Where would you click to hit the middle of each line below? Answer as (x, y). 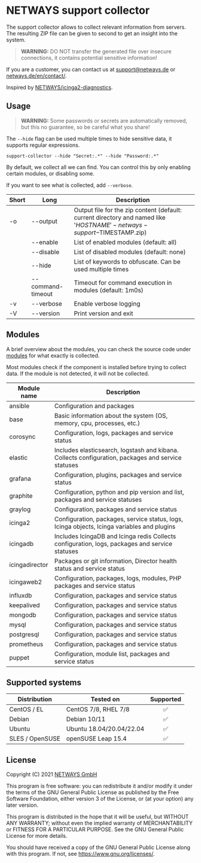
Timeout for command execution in (123, 282)
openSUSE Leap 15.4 (96, 739)
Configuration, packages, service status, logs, (119, 519)
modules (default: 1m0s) (109, 290)
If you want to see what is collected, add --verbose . (70, 185)
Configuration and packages (94, 406)
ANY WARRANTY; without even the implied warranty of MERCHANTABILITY (100, 823)
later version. (22, 805)
